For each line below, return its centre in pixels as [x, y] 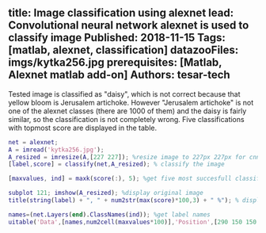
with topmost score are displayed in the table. [83, 128]
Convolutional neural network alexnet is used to [129, 26]
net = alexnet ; [33, 142]
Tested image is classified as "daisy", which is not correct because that [124, 94]
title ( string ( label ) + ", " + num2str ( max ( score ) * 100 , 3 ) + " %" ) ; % [123, 201]
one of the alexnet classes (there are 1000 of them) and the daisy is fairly [127, 111]
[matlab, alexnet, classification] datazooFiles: [123, 50]
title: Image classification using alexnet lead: [121, 13]
